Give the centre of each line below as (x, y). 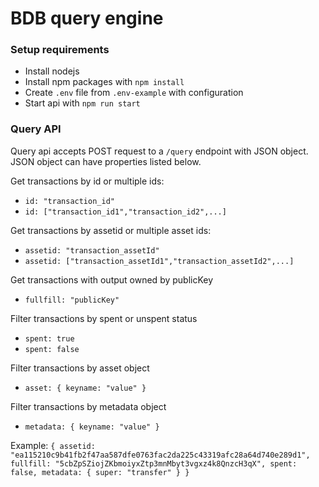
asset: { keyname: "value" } (85, 388)
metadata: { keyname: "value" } (92, 427)
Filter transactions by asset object (80, 368)
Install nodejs (52, 71)
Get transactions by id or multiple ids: (87, 181)
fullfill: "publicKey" (72, 300)
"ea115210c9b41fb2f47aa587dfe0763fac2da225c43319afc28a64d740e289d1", (160, 455)
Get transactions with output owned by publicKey (112, 279)
